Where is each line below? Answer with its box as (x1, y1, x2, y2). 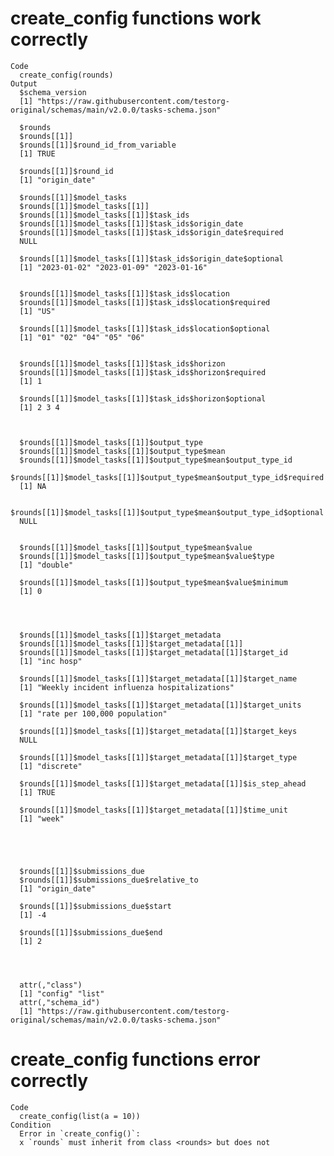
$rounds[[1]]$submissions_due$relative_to (19, 875, 199, 885)
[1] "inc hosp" (19, 656, 83, 666)
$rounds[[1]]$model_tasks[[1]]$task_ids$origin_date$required (19, 227, 284, 237)
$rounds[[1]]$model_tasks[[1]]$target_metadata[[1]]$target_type (19, 752, 298, 762)
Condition (10, 1120, 52, 1130)
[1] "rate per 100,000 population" (19, 708, 168, 719)
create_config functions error (10, 1048, 261, 1071)
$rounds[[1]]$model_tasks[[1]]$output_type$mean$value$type (19, 551, 275, 561)
